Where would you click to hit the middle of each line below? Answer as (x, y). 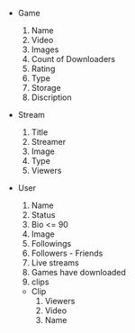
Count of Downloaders (73, 59)
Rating (43, 68)
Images (45, 49)
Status (43, 215)
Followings (51, 243)
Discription (51, 97)
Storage (46, 88)
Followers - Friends (67, 253)
